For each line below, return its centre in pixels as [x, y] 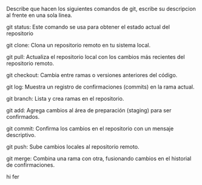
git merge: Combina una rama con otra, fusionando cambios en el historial [99, 158]
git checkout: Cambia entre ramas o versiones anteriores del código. [92, 75]
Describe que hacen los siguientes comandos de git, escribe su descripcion [101, 9]
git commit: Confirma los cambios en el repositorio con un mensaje [90, 129]
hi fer [13, 177]
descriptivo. [21, 135]
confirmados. [23, 117]
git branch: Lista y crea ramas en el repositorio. [65, 99]
